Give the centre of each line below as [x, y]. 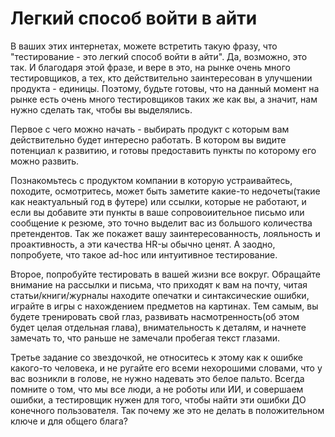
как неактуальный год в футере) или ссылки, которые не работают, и [158, 201]
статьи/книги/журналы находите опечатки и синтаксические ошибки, [160, 295]
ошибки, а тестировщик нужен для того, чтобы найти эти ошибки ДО [158, 399]
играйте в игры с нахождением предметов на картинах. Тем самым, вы [164, 306]
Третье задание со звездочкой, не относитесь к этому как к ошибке [156, 357]
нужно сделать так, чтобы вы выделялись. [101, 109]
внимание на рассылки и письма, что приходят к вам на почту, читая [159, 284]
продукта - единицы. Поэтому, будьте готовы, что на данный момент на [165, 88]
